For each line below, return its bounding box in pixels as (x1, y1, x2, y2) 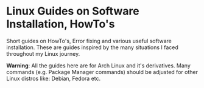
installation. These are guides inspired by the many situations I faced (6, 44, 178, 51)
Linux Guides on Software (6, 4, 139, 18)
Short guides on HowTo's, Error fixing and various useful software (6, 37, 172, 44)
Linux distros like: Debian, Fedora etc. (6, 75, 101, 82)
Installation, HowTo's (6, 17, 115, 31)
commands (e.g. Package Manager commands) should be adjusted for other (6, 68, 198, 75)
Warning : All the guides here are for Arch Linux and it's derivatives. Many (6, 62, 191, 69)
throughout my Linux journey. (6, 50, 80, 57)
